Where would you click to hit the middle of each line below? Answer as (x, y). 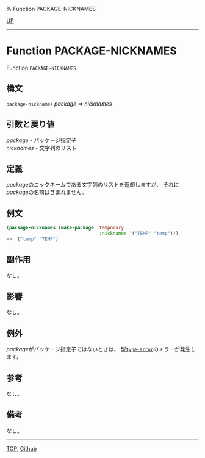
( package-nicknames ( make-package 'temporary (65, 228)
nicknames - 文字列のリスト (42, 148)
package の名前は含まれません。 (47, 192)
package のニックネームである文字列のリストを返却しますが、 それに (93, 185)
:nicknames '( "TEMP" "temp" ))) (139, 234)
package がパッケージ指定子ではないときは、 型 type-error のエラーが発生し (101, 349)
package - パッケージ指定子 (41, 140)
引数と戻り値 (31, 124)
